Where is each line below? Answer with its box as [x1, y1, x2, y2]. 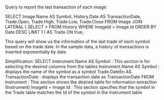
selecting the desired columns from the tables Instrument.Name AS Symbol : [5, 63, 160, 69]
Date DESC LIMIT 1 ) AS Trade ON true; [5, 29, 84, 35]
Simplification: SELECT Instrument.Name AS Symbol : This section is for [5, 59, 150, 64]
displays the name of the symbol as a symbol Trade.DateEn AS [5, 69, 132, 75]
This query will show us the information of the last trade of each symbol [5, 39, 150, 44]
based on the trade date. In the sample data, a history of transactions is [5, 44, 149, 49]
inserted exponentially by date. [5, 49, 68, 55]
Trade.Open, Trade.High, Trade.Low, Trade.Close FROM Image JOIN [5, 19, 142, 24]
